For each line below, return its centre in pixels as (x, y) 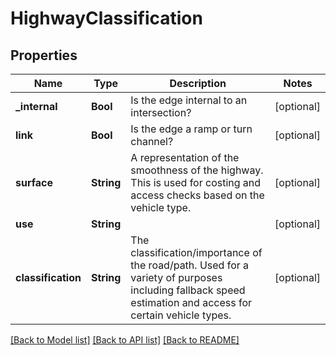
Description (198, 83)
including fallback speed (188, 290)
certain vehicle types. (181, 315)
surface (34, 182)
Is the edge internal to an (189, 100)
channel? (152, 141)
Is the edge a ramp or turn (191, 129)
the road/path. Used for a (190, 265)
